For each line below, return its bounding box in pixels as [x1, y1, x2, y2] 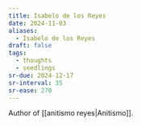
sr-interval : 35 [8, 79, 63, 87]
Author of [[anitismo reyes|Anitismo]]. [8, 108, 134, 118]
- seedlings [15, 64, 56, 72]
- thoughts [15, 57, 52, 65]
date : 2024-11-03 [8, 19, 67, 27]
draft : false [8, 42, 52, 50]
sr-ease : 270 [8, 86, 52, 95]
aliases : [8, 26, 38, 35]
